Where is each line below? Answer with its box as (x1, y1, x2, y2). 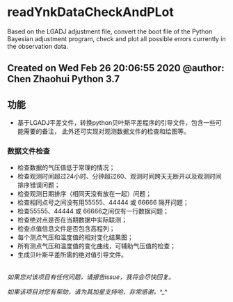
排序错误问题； (17, 181, 61, 189)
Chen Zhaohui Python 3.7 (7, 73, 120, 85)
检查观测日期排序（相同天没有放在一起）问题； (17, 190, 152, 198)
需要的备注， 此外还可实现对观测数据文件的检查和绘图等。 (23, 127, 190, 136)
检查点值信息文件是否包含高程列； (17, 225, 115, 233)
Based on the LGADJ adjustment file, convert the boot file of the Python (7, 27, 213, 36)
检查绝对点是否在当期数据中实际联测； (17, 216, 127, 224)
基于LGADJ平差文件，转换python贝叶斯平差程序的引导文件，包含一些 (17, 119, 216, 127)
